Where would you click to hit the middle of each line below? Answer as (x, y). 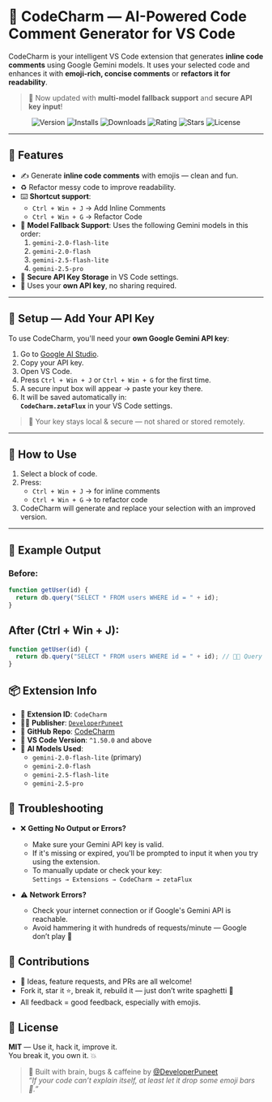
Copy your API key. (52, 362)
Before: (23, 573)
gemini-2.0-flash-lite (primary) (87, 757)
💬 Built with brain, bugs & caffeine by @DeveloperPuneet (123, 1072)
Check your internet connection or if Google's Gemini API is (132, 910)
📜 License (34, 1027)
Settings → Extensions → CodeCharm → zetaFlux (112, 880)
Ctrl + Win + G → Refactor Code (87, 216)
